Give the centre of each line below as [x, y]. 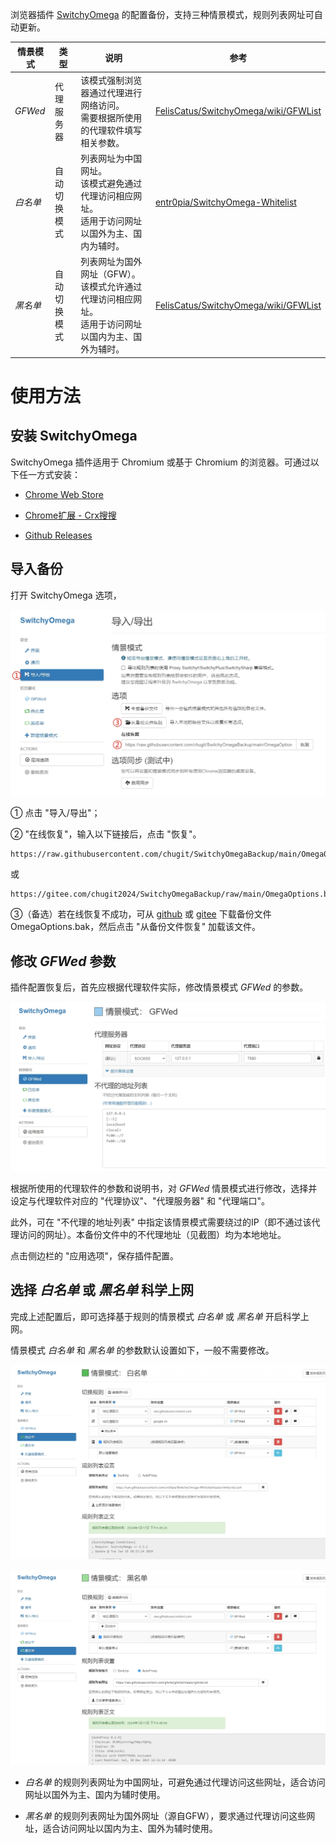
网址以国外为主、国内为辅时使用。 [95, 1794]
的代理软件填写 [111, 130]
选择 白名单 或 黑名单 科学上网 [102, 1290]
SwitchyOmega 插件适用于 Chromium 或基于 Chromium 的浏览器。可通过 [160, 462]
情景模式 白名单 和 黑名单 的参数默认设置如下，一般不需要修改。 [142, 1350]
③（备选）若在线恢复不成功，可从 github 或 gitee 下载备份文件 [141, 914]
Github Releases [58, 535]
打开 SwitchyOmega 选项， [66, 595]
